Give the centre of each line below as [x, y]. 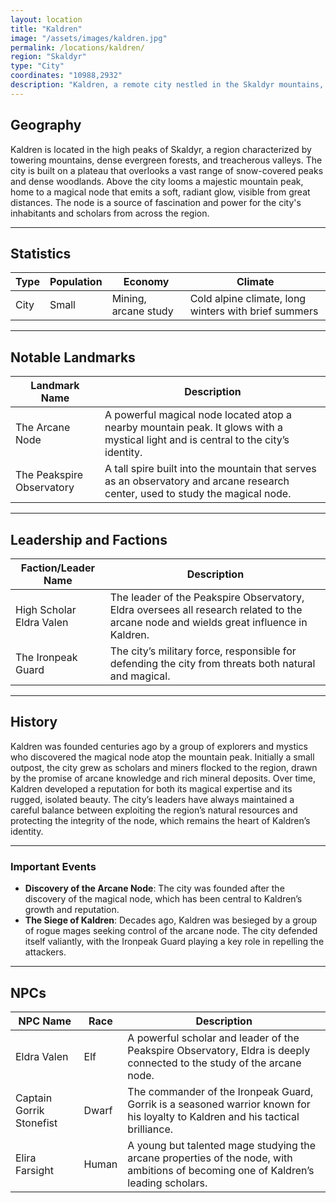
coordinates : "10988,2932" [66, 76]
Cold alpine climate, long [248, 299]
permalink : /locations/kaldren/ [77, 47]
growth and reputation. [72, 910]
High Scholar [46, 609]
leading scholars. [167, 1183]
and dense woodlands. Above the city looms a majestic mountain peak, [157, 181]
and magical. [140, 676]
